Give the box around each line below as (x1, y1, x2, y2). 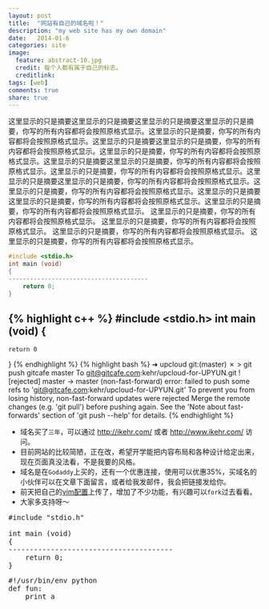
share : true (8, 94, 48, 102)
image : (8, 49, 30, 57)
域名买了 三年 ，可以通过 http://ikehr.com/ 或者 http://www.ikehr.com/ (19, 427, 244, 437)
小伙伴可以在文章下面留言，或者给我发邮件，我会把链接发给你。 (19, 477, 231, 487)
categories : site (8, 42, 66, 50)
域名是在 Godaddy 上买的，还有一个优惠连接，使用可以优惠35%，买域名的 (19, 467, 258, 477)
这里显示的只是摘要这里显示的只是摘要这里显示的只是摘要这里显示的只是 (8, 117, 247, 126)
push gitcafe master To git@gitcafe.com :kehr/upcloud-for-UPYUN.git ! (8, 368, 241, 378)
